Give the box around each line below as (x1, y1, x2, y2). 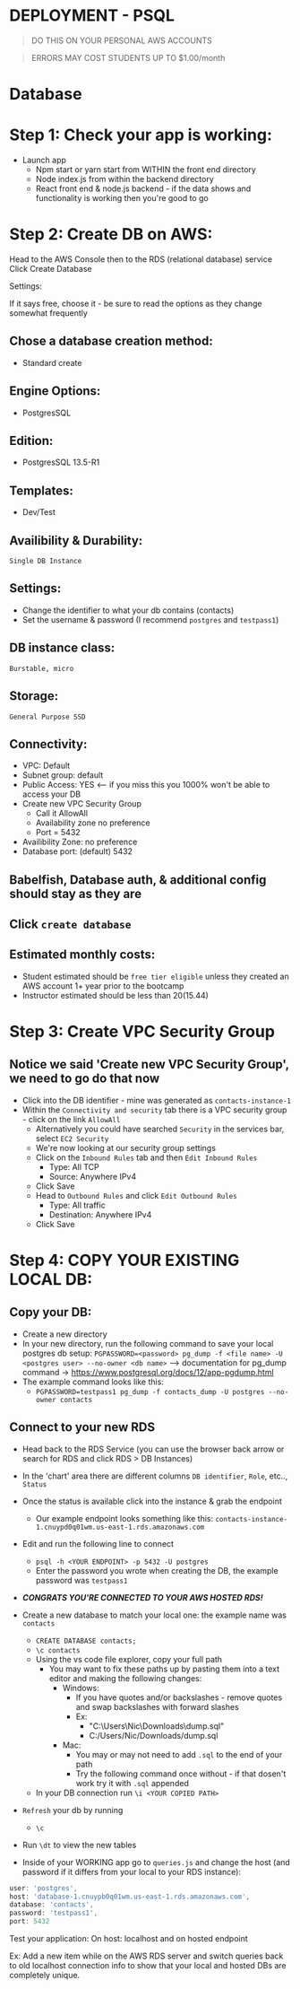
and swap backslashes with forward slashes (75, 1701, 239, 1712)
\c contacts (35, 1645, 81, 1655)
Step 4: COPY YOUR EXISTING (9, 1251, 240, 1270)
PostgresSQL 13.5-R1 (21, 457, 100, 467)
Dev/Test (21, 507, 56, 518)
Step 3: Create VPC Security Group (9, 1022, 276, 1042)
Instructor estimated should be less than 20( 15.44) (21, 990, 209, 1000)
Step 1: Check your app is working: (9, 125, 273, 145)
